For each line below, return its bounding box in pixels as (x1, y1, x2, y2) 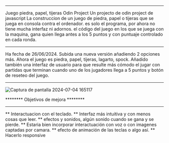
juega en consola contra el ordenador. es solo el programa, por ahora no (5, 21, 155, 27)
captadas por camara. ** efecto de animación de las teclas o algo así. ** (5, 127, 155, 133)
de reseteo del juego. (5, 72, 49, 78)
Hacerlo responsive (5, 132, 46, 138)
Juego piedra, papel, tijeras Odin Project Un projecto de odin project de (5, 10, 153, 16)
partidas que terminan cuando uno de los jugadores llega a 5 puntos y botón (5, 67, 163, 73)
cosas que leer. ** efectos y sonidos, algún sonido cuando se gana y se (5, 116, 154, 122)
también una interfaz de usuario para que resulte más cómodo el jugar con (5, 62, 160, 68)
